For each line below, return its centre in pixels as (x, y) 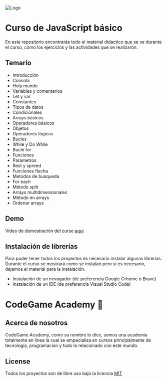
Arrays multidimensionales (40, 192)
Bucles (19, 139)
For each (21, 181)
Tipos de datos (28, 107)
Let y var (21, 96)
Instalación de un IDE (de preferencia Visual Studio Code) (71, 284)
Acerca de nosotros (36, 323)
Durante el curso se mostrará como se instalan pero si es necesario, (75, 264)
